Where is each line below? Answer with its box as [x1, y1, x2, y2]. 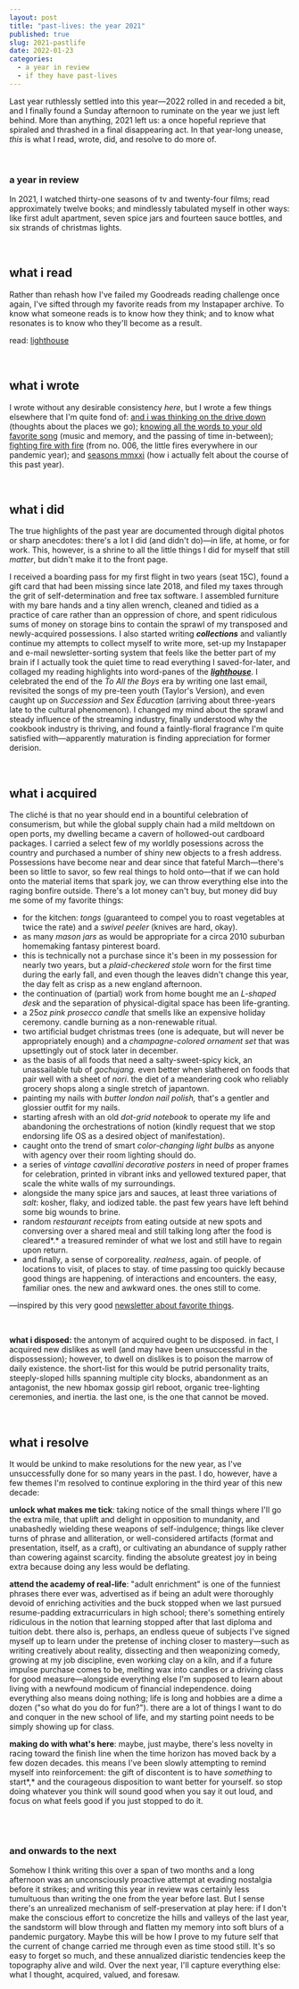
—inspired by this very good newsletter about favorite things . [9, 1300, 235, 1311]
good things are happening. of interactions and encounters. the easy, [21, 1273, 277, 1284]
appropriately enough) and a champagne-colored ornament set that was [21, 1036, 290, 1047]
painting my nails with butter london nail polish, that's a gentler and [21, 1092, 270, 1104]
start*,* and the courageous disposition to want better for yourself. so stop [9, 1776, 283, 1788]
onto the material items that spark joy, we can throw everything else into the [9, 876, 288, 887]
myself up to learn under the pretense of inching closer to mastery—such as [9, 1636, 290, 1647]
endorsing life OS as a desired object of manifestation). [21, 1131, 226, 1142]
